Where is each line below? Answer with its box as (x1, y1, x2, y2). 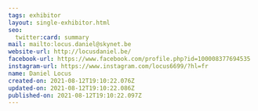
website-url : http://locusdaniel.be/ (8, 48, 132, 55)
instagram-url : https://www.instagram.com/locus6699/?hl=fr (8, 63, 209, 70)
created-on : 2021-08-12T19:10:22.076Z (8, 77, 135, 84)
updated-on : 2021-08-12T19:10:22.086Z (8, 84, 135, 92)
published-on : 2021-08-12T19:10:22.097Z (8, 91, 143, 99)
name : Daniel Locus (8, 70, 72, 77)
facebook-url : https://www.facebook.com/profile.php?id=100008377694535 (8, 55, 251, 63)
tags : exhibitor (8, 11, 61, 20)
